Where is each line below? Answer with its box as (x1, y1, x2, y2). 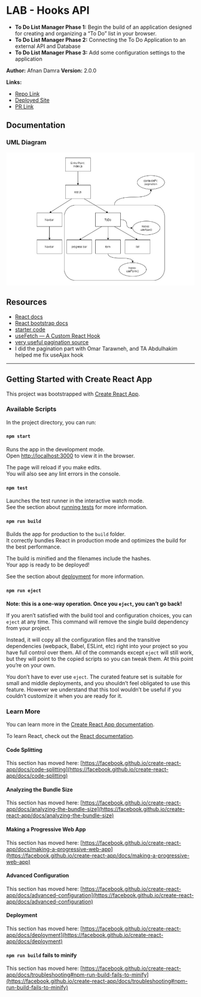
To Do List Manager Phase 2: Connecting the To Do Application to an (14, 36, 186, 43)
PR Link (14, 103, 34, 110)
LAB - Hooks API (6, 4, 90, 17)
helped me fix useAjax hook (14, 351, 84, 359)
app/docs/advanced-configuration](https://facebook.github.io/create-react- (6, 891, 194, 899)
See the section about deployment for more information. (6, 573, 145, 580)
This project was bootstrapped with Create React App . (6, 390, 141, 397)
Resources (6, 297, 47, 308)
